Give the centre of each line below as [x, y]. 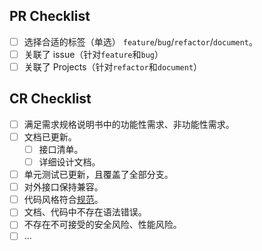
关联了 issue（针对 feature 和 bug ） [93, 54]
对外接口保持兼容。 [63, 187]
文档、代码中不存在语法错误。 [85, 212]
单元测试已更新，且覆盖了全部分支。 [98, 175]
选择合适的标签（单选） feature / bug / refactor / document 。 [141, 41]
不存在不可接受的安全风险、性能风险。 [102, 225]
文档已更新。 [50, 136]
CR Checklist [50, 99]
